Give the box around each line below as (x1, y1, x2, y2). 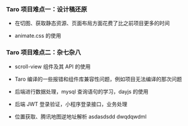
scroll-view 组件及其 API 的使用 (14, 63, 91, 70)
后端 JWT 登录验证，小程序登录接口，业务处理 (14, 100, 128, 107)
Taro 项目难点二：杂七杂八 (6, 48, 81, 57)
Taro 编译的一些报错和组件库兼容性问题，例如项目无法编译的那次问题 (14, 75, 183, 82)
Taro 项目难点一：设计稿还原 (6, 5, 87, 13)
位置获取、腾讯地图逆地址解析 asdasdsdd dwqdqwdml (14, 113, 147, 120)
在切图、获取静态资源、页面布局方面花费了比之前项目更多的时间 (14, 19, 170, 27)
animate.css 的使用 (14, 32, 61, 39)
